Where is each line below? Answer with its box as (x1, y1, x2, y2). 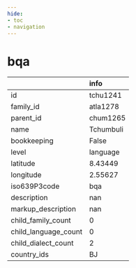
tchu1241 (89, 90, 122, 100)
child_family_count (10, 216, 71, 225)
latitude (10, 159, 36, 169)
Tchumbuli (89, 125, 124, 134)
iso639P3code (10, 181, 60, 191)
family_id (10, 102, 40, 112)
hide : (7, 10, 23, 17)
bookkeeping (10, 136, 54, 146)
